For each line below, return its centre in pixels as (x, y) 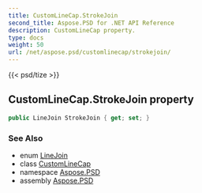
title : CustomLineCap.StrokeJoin (63, 15)
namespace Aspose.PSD (60, 172)
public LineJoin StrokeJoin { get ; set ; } (79, 118)
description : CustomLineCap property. (72, 30)
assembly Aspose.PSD (56, 180)
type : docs (26, 38)
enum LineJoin (44, 155)
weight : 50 (26, 45)
